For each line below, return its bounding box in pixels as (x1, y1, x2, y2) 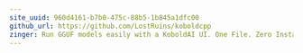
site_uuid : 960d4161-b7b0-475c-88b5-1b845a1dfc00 (9, 13, 200, 22)
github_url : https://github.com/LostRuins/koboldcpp (9, 22, 212, 31)
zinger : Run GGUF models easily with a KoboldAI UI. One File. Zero (9, 30, 272, 39)
